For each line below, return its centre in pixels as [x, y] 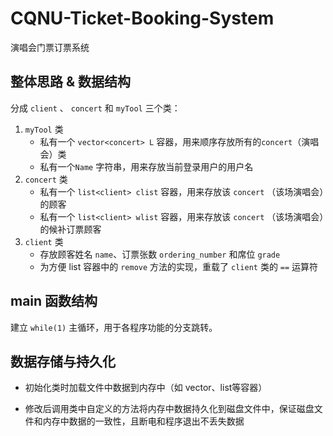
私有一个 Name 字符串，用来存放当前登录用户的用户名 [146, 166]
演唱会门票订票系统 [50, 47]
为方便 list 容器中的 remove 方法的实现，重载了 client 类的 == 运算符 [179, 266]
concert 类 [46, 179]
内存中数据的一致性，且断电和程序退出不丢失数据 [143, 421]
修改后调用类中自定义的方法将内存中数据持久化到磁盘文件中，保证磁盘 [169, 409]
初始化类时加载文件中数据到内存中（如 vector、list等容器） [146, 388]
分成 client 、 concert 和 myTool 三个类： [95, 108]
